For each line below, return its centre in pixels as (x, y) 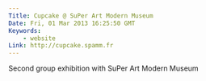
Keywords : (25, 30)
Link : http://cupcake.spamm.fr (61, 46)
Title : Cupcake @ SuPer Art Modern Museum (81, 16)
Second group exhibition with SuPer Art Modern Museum (104, 68)
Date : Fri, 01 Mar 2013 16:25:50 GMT (72, 23)
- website (40, 38)
